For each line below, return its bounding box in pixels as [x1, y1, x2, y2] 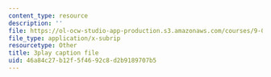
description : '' [8, 19, 63, 27]
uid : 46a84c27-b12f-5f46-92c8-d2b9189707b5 [8, 57, 157, 65]
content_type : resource [8, 11, 89, 20]
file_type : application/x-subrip [8, 34, 121, 43]
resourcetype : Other [8, 42, 78, 50]
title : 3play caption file [8, 49, 99, 57]
